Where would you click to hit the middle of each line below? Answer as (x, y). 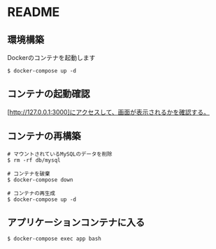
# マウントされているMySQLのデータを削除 (60, 154)
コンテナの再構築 (44, 136)
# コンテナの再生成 (31, 193)
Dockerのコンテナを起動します (51, 58)
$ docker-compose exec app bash (54, 239)
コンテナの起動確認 (49, 94)
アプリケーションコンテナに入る (76, 223)
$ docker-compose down (40, 180)
